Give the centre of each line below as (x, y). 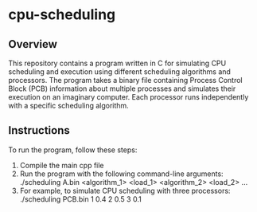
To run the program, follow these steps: (73, 150)
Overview (33, 44)
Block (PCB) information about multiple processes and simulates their (122, 88)
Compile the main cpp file (62, 165)
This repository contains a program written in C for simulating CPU (117, 63)
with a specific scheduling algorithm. (68, 106)
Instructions (39, 130)
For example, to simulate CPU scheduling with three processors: (125, 190)
